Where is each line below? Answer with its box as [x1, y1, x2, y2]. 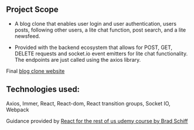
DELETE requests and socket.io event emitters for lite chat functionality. [14, 50, 188, 57]
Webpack [6, 106, 29, 113]
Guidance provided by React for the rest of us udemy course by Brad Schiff [6, 117, 188, 124]
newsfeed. [14, 32, 40, 40]
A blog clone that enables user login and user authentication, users [14, 20, 177, 27]
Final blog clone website [6, 67, 65, 75]
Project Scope [6, 5, 59, 15]
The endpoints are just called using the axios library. [14, 56, 141, 63]
